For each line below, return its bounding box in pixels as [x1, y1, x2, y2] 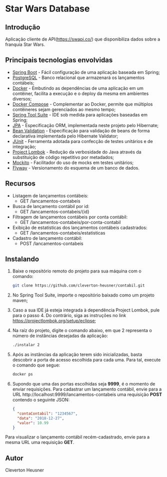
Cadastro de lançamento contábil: [12, 235, 82, 241]
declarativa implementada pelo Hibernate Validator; [12, 133, 118, 139]
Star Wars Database [5, 3, 90, 14]
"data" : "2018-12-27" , [17, 415, 64, 420]
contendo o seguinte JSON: [12, 397, 70, 403]
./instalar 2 [12, 342, 40, 347]
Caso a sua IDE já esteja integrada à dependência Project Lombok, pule [12, 307, 160, 313]
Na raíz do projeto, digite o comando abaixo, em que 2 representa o [12, 327, 152, 333]
